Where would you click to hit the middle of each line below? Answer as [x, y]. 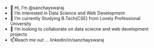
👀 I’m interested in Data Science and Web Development [67, 13]
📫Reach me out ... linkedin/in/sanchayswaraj [57, 40]
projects [19, 34]
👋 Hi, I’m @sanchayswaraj [37, 8]
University [21, 23]
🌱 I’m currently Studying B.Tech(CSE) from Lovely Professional [75, 18]
